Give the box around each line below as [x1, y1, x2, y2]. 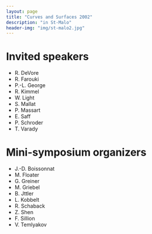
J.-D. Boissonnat [14, 165, 55, 173]
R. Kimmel [14, 88, 39, 95]
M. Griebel [14, 184, 40, 191]
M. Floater [14, 171, 40, 178]
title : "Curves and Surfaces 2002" [6, 14, 93, 20]
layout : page [6, 8, 38, 15]
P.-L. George [14, 82, 46, 89]
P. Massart [14, 106, 41, 114]
